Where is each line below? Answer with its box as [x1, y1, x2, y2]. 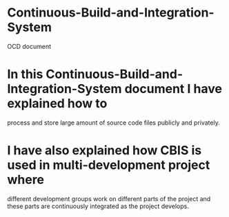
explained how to [7, 96, 108, 112]
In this [7, 67, 43, 82]
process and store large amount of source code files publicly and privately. [7, 118, 221, 127]
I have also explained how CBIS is [7, 143, 202, 158]
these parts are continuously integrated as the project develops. [7, 202, 190, 210]
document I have [124, 81, 223, 97]
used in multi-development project [7, 157, 210, 173]
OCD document [7, 42, 52, 50]
